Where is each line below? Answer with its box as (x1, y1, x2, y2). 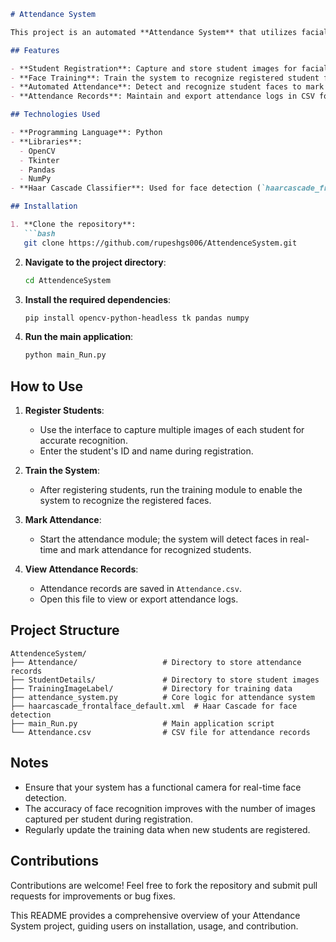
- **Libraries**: (10, 136, 83, 147)
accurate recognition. (39, 435, 128, 447)
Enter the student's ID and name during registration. (39, 445, 254, 457)
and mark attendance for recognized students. (59, 544, 252, 556)
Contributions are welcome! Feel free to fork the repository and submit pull (10, 879, 318, 891)
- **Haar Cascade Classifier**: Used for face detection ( (10, 183, 262, 194)
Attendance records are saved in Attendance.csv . (39, 583, 242, 595)
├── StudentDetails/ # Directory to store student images (10, 675, 320, 685)
